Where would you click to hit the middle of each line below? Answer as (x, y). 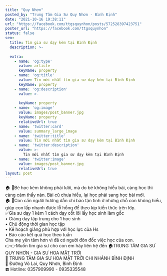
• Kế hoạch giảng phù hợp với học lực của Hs (52, 229)
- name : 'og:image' (34, 108)
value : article (34, 66)
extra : (16, 56)
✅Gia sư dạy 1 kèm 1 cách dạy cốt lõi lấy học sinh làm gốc (64, 213)
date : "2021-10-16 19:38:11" (35, 19)
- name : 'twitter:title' (40, 136)
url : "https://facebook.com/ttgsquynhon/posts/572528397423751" (73, 24)
